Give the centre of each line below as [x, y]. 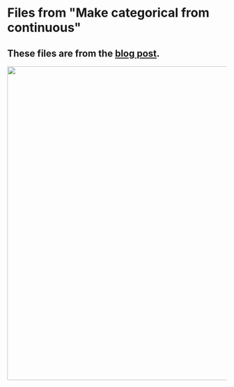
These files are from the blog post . [84, 53]
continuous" [44, 28]
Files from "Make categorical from [108, 13]
